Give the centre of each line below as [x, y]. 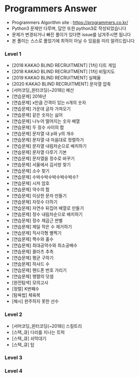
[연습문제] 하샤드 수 [31, 264]
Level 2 [14, 314]
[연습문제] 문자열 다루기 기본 [39, 152]
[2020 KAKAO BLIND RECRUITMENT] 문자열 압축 [61, 84]
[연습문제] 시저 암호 [31, 183]
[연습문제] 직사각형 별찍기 [37, 233]
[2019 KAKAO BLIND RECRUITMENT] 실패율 [56, 78]
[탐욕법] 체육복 [26, 295]
